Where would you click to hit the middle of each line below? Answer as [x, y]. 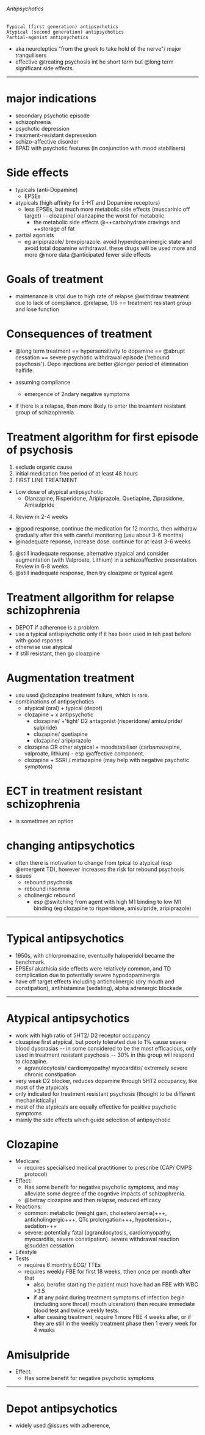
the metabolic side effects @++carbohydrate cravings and [107, 222]
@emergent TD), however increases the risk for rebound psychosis [99, 869]
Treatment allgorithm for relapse [91, 597]
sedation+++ [41, 1226]
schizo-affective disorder [47, 142]
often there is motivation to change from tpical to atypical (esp [93, 862]
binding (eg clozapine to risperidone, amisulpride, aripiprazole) [112, 908]
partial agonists [34, 235]
